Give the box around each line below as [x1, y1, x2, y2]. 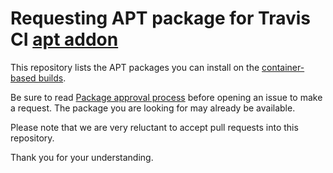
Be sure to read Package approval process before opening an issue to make [10, 91, 323, 103]
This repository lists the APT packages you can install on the [10, 61, 260, 73]
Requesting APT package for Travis [10, 7, 311, 30]
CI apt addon [10, 28, 119, 51]
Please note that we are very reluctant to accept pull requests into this [10, 121, 299, 133]
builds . [38, 72, 67, 84]
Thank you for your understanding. [10, 151, 154, 163]
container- [261, 61, 305, 73]
